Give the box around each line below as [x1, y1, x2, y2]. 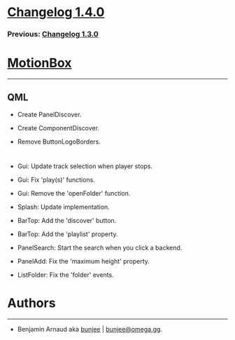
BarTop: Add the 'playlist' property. [17, 230, 118, 238]
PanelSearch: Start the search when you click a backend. [17, 243, 183, 252]
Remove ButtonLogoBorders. [17, 137, 101, 146]
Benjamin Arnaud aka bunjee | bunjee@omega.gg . [17, 325, 163, 333]
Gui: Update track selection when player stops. [17, 162, 152, 170]
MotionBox [7, 55, 72, 71]
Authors [7, 295, 56, 311]
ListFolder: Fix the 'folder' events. [17, 271, 114, 279]
